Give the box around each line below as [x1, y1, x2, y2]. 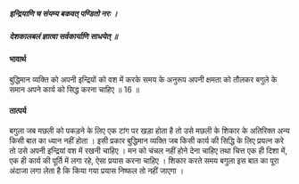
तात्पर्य [9, 105, 27, 116]
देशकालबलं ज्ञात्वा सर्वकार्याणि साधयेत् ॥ [9, 30, 118, 41]
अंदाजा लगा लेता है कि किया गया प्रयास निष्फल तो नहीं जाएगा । [9, 165, 185, 176]
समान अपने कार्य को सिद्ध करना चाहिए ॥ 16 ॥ [9, 84, 140, 94]
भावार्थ [9, 54, 27, 65]
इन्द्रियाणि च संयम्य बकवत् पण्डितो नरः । [9, 8, 118, 19]
